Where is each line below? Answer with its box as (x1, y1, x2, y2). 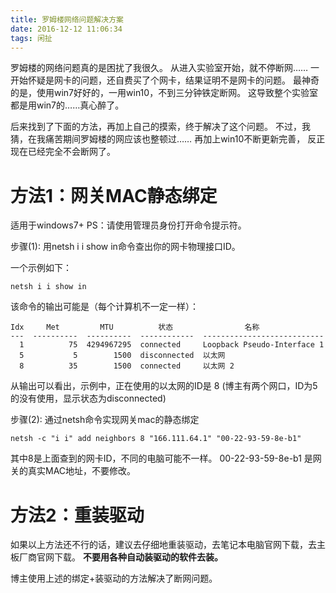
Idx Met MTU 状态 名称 (10, 322, 260, 333)
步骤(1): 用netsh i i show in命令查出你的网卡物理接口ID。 (10, 241, 241, 253)
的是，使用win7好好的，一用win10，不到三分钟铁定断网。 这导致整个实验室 (10, 87, 319, 99)
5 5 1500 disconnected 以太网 (19, 351, 226, 361)
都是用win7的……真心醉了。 (10, 99, 125, 111)
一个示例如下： (10, 262, 72, 274)
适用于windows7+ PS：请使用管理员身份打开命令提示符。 (10, 219, 247, 231)
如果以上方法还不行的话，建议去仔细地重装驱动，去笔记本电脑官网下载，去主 (10, 539, 326, 551)
